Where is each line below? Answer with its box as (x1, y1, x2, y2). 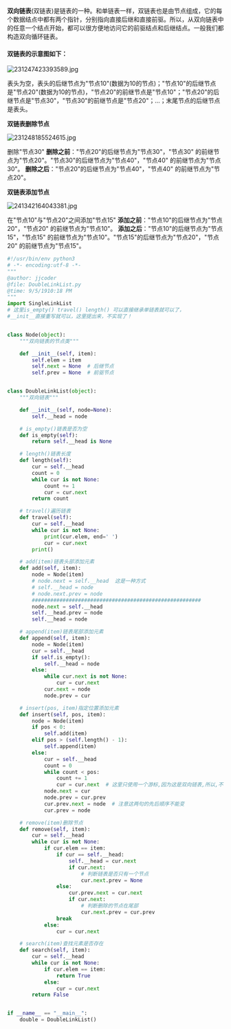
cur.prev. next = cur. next (68, 889, 143, 896)
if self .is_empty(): (32, 654, 91, 661)
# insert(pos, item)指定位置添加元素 (19, 705, 119, 711)
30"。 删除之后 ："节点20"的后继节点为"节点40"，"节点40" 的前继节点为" (7, 165, 214, 173)
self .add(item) (43, 730, 88, 738)
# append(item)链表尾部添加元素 (19, 628, 104, 635)
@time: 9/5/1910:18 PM (7, 287, 72, 294)
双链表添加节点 (7, 188, 49, 197)
